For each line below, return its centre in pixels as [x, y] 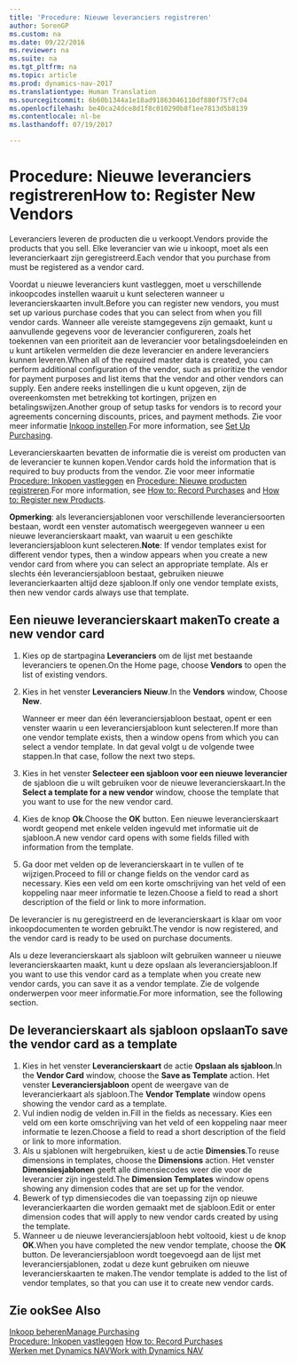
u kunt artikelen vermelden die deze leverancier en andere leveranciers [139, 350]
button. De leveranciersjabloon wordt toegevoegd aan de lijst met [141, 1254]
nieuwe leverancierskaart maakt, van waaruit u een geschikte [121, 536]
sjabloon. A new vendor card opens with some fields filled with [136, 837]
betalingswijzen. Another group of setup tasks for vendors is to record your [145, 407]
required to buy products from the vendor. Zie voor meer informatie [132, 471]
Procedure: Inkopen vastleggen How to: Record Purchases [116, 1341]
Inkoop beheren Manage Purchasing [74, 1332]
